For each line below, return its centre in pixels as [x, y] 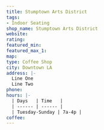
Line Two [23, 84]
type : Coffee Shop [29, 62]
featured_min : [24, 46]
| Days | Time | [37, 101]
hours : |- [19, 95]
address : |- [21, 73]
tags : [13, 17]
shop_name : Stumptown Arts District [52, 28]
